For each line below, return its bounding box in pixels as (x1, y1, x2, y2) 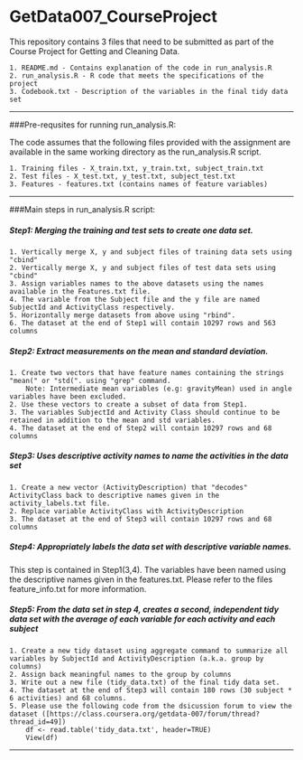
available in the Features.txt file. (9, 286, 151, 296)
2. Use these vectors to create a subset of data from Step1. (9, 399, 248, 408)
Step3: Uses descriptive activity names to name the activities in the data (9, 450, 289, 462)
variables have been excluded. (9, 391, 127, 401)
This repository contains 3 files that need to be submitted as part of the (9, 36, 274, 47)
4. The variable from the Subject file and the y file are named (9, 295, 260, 304)
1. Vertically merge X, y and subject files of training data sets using (9, 247, 293, 257)
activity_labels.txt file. (9, 499, 111, 508)
